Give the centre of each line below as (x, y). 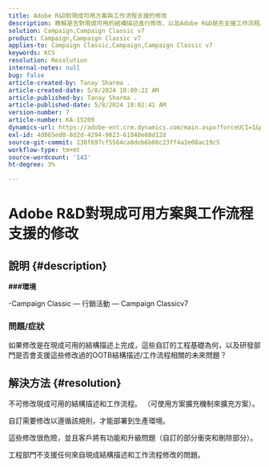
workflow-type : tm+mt (44, 150)
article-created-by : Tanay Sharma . (69, 83)
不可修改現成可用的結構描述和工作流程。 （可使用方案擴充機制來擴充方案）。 (134, 404)
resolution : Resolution (48, 61)
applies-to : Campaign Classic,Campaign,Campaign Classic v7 (111, 46)
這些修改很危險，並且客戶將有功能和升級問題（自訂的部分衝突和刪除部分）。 (133, 438)
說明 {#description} (58, 266)
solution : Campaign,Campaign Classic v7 (77, 30)
